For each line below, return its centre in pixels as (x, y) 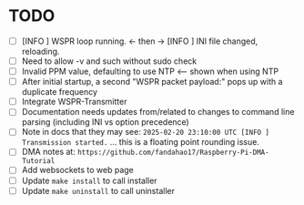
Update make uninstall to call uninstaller (98, 190)
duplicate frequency (59, 92)
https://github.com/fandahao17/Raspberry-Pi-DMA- (173, 153)
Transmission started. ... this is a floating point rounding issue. (141, 142)
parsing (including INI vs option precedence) (106, 122)
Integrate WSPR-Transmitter (74, 102)
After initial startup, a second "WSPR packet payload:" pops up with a (152, 82)
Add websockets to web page (77, 170)
